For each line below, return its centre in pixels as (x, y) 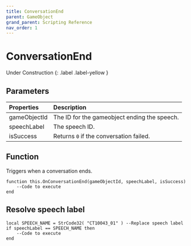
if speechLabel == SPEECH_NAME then (50, 228)
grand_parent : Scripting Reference (49, 22)
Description (70, 107)
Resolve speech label (46, 210)
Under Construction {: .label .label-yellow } (57, 73)
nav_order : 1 (22, 28)
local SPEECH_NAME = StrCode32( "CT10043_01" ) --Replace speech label (95, 223)
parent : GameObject (30, 17)
